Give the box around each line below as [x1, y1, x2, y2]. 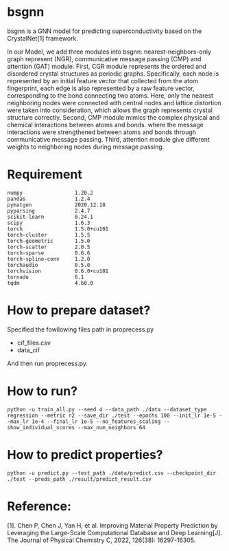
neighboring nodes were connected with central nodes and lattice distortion [7, 98, 221, 107]
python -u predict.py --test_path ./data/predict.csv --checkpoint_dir [7, 469, 216, 477]
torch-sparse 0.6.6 [7, 249, 91, 257]
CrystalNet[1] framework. [7, 34, 79, 42]
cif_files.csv [16, 338, 51, 347]
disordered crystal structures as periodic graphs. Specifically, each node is [7, 69, 219, 78]
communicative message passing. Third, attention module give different [7, 135, 210, 143]
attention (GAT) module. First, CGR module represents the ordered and [7, 62, 207, 70]
